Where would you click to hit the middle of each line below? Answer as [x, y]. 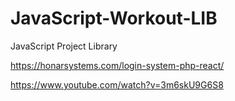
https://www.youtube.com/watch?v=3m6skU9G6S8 [117, 84]
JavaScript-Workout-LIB [114, 18]
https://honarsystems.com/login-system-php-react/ [117, 65]
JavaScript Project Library [64, 46]
